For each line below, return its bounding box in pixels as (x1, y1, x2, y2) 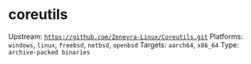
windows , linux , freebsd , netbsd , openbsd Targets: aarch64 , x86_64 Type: (8, 40, 240, 49)
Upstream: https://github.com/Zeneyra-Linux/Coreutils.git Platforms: (8, 32, 244, 41)
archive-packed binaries (8, 48, 91, 56)
